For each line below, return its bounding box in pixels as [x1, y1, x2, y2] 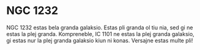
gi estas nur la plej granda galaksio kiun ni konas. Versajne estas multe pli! [6, 37, 193, 44]
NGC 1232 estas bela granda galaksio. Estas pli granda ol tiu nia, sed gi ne [6, 24, 193, 31]
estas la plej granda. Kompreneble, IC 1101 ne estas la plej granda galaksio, [6, 30, 194, 37]
